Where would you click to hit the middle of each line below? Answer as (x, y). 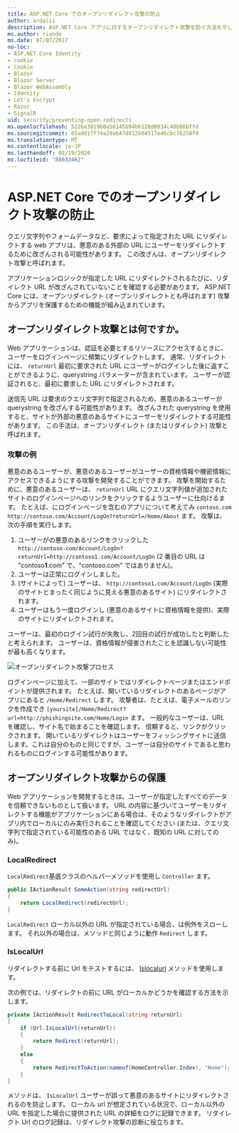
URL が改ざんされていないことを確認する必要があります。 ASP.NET (132, 286)
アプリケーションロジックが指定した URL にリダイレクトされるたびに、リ (115, 278)
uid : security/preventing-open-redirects (70, 120)
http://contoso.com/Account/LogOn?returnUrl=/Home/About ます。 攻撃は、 (117, 516)
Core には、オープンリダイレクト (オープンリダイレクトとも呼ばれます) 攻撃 (119, 296)
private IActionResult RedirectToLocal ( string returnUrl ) (95, 1015)
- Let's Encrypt (31, 100)
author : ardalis (31, 21)
